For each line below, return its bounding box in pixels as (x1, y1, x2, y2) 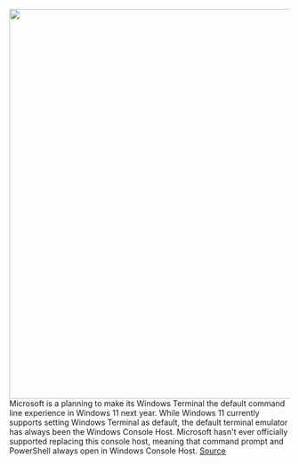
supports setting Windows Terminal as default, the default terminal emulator (9, 417, 288, 428)
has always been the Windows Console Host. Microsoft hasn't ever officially (9, 427, 288, 436)
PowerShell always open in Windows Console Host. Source (9, 445, 227, 456)
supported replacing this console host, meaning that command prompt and (9, 436, 284, 446)
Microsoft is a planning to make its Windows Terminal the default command (9, 398, 286, 409)
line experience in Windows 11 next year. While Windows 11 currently (9, 408, 260, 418)
